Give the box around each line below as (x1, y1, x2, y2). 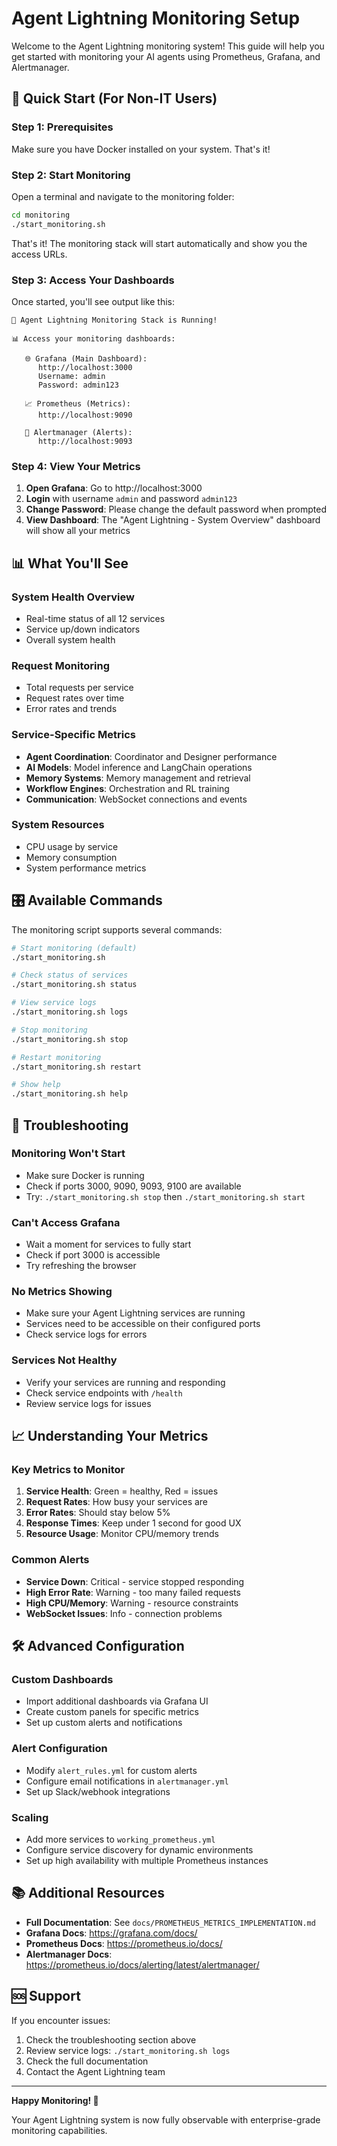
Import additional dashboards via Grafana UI (25, 1695, 209, 1707)
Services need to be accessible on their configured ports (25, 1318, 261, 1330)
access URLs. (11, 248, 68, 260)
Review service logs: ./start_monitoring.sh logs (25, 2044, 231, 2056)
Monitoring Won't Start (11, 1147, 126, 1161)
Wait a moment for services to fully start (25, 1238, 192, 1251)
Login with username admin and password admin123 (25, 493, 238, 505)
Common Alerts (11, 1553, 90, 1567)
